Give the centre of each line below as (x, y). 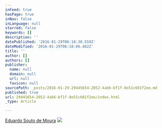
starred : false (21, 28)
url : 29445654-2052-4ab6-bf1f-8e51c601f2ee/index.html (63, 97)
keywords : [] (18, 33)
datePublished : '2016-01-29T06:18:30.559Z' (50, 42)
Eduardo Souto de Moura (31, 121)
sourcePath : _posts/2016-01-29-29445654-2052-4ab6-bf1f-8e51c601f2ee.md (81, 88)
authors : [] (17, 60)
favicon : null (24, 83)
